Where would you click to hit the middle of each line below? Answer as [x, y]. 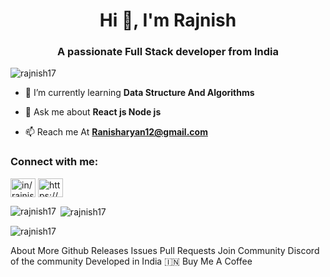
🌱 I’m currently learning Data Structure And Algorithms [139, 93]
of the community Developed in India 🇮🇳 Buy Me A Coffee [131, 261]
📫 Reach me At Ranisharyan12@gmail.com [116, 132]
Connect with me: [54, 162]
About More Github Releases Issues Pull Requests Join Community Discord [165, 251]
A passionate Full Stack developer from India [168, 52]
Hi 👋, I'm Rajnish [168, 20]
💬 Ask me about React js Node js [93, 112]
